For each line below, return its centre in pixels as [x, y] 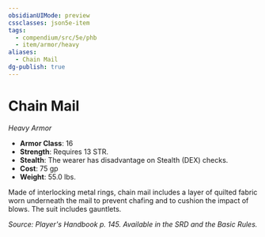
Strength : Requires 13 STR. [64, 152]
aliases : [23, 52]
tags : [17, 30]
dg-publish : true [37, 67]
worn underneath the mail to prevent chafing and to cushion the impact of [129, 200]
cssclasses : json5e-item [49, 23]
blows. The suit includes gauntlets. [65, 209]
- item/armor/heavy [47, 45]
